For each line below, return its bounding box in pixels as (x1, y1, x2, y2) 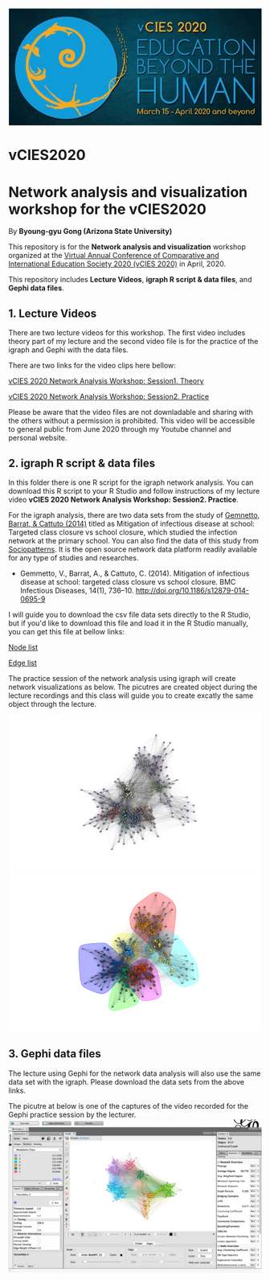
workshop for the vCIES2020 (8, 200, 207, 218)
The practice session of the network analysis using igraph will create (8, 673, 236, 683)
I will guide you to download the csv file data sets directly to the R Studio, (8, 609, 252, 619)
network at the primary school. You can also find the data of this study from (8, 535, 259, 545)
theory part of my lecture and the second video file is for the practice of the (8, 337, 259, 347)
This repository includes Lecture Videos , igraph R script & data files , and (8, 275, 252, 285)
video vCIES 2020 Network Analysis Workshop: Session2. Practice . (8, 494, 239, 504)
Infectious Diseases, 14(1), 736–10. (19, 585, 134, 595)
